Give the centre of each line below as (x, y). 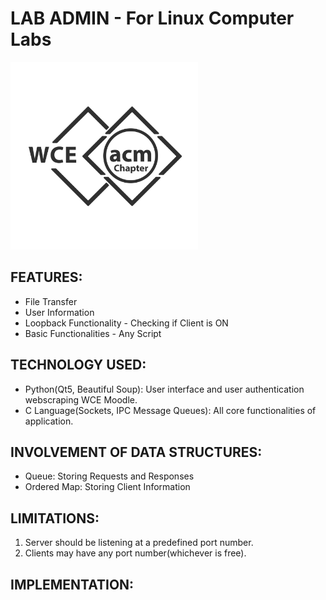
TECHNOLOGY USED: (78, 365)
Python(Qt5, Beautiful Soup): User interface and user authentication (164, 389)
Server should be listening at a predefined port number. (139, 543)
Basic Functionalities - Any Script (93, 333)
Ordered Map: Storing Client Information (107, 487)
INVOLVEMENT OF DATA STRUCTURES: (136, 452)
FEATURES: (46, 277)
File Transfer (51, 301)
